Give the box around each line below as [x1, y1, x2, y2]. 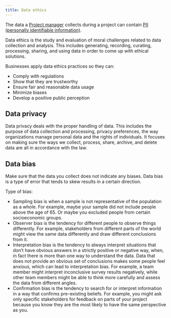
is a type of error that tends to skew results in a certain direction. [5, 178, 141, 185]
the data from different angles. [12, 280, 77, 286]
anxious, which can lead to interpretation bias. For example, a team [12, 264, 154, 270]
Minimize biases [12, 89, 47, 95]
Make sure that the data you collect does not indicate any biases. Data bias [5, 173, 163, 179]
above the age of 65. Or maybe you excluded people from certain [12, 209, 151, 215]
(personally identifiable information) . [5, 27, 82, 33]
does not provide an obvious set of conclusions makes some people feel [12, 258, 165, 264]
